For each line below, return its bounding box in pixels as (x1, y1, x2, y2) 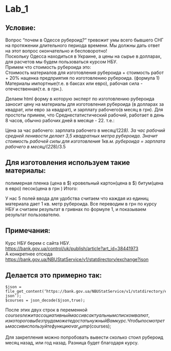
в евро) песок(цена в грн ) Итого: (5, 185, 78, 192)
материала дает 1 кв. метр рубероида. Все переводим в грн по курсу (5, 200, 157, 207)
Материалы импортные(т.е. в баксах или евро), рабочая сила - (5, 80, 143, 86)
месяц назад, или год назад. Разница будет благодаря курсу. (5, 340, 139, 346)
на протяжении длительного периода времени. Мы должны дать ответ (5, 42, 160, 49)
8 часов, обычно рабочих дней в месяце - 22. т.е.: (5, 118, 115, 123)
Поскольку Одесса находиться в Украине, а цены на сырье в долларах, (5, 53, 162, 59)
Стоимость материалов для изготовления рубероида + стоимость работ (5, 69, 164, 76)
